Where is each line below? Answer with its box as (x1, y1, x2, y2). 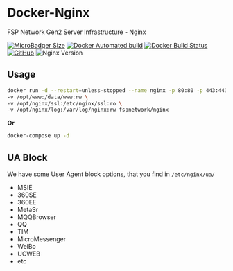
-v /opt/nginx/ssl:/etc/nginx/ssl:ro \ (7, 100, 123, 107)
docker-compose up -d (7, 132, 70, 139)
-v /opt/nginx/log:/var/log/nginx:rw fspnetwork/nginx (7, 106, 169, 114)
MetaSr (17, 205, 39, 213)
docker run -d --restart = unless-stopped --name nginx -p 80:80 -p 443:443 (7, 87, 228, 94)
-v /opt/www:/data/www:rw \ (7, 94, 89, 100)
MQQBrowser (17, 213, 57, 221)
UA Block (7, 151, 48, 164)
